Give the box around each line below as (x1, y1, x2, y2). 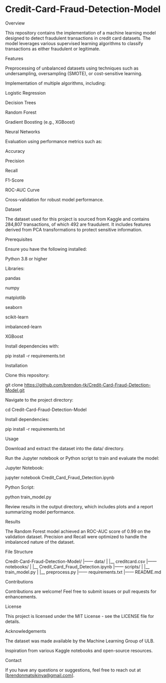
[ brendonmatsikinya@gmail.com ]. (5, 672, 75, 678)
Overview (5, 20, 25, 26)
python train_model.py (5, 494, 51, 500)
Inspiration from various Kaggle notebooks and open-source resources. (5, 647, 153, 653)
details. (5, 618, 20, 624)
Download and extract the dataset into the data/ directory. (5, 445, 124, 451)
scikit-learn (5, 314, 28, 320)
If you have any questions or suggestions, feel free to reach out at (5, 667, 141, 673)
